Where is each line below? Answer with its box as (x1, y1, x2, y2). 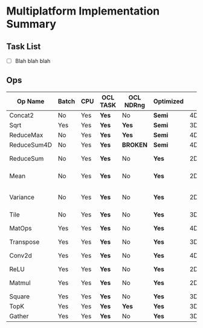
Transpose (9, 238, 40, 246)
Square (9, 292, 30, 301)
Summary (6, 17, 56, 31)
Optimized (153, 97, 184, 105)
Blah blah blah (14, 58, 51, 64)
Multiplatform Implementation (6, 4, 160, 18)
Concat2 (9, 111, 34, 119)
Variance (9, 193, 35, 201)
